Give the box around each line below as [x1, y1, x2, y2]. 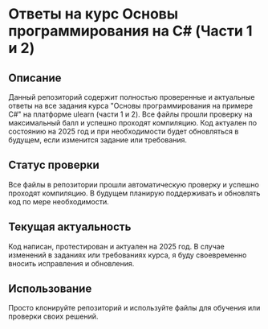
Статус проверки [8, 158, 99, 172]
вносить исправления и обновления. [8, 258, 135, 268]
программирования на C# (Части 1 [8, 22, 253, 40]
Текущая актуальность [8, 220, 132, 234]
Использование [8, 282, 92, 296]
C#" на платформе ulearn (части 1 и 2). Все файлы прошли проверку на [8, 109, 253, 119]
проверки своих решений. [8, 311, 99, 322]
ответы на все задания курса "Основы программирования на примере [8, 101, 254, 110]
